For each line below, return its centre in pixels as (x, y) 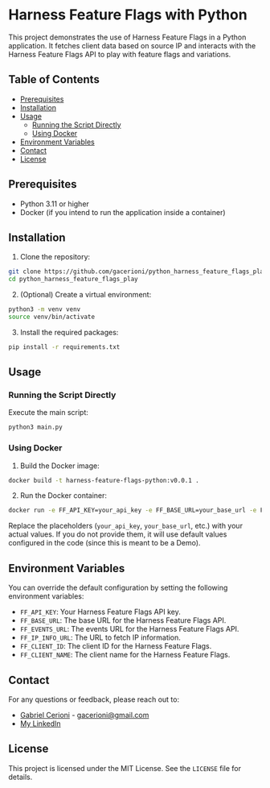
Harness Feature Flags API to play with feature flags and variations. (120, 54)
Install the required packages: (69, 332)
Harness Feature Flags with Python (128, 15)
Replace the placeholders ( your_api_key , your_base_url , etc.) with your (126, 526)
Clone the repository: (55, 257)
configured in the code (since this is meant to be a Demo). (104, 543)
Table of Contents (54, 79)
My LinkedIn (41, 724)
